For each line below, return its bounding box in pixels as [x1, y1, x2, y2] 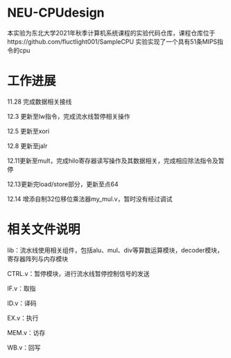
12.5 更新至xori [7, 127, 50, 135]
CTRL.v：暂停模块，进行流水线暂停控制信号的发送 [7, 269, 151, 277]
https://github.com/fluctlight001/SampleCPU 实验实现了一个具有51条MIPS [7, 37, 218, 46]
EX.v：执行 [7, 314, 39, 322]
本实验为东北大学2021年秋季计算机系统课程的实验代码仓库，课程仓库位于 [7, 29, 216, 37]
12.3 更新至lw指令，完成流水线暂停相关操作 [7, 112, 130, 120]
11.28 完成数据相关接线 [7, 97, 72, 106]
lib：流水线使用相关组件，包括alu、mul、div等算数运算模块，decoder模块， [7, 245, 223, 254]
